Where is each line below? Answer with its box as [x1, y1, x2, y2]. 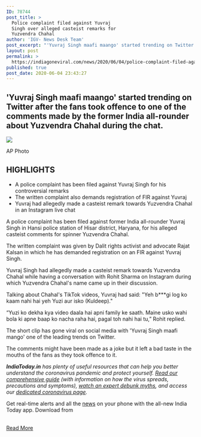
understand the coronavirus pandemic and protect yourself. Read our [6, 369, 178, 376]
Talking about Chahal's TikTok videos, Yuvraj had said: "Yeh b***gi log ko [6, 291, 187, 298]
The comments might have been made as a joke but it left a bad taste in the [6, 345, 192, 352]
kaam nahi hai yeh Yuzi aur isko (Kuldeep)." [6, 297, 113, 305]
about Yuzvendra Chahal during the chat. [6, 120, 163, 131]
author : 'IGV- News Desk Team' [6, 37, 84, 43]
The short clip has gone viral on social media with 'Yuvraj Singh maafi [6, 327, 178, 334]
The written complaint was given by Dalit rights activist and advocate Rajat [6, 242, 190, 249]
